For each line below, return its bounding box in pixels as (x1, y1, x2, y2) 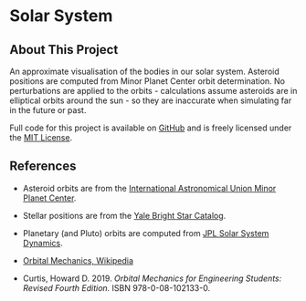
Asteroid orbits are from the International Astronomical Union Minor (22, 182, 277, 193)
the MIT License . (9, 132, 73, 142)
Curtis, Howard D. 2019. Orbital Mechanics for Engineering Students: (22, 273, 282, 284)
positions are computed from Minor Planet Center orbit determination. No (9, 76, 286, 87)
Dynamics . (22, 237, 63, 248)
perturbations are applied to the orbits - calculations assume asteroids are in (9, 86, 298, 96)
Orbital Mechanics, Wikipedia (22, 254, 134, 265)
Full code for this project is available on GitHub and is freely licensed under (9, 122, 292, 133)
